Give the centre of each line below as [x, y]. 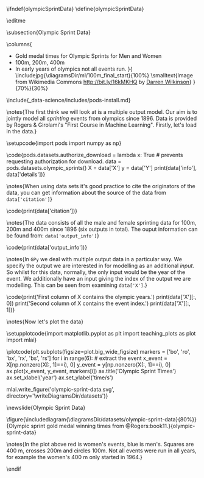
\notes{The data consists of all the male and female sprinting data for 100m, [101, 223]
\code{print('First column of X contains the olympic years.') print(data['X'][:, [101, 297]
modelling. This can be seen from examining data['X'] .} [77, 285]
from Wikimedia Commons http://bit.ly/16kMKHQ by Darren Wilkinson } [103, 82]
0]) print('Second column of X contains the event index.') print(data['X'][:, [98, 303]
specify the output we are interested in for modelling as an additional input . [100, 265]
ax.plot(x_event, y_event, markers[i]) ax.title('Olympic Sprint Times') [91, 371]
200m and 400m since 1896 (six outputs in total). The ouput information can [102, 229]
